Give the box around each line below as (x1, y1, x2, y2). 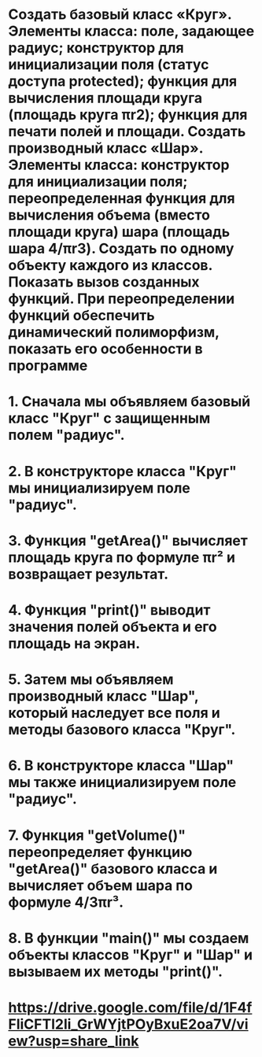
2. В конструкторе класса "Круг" (8, 462, 238, 480)
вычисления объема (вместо (8, 206, 211, 224)
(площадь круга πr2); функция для (8, 106, 248, 124)
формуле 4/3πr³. (8, 893, 124, 911)
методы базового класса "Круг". (8, 721, 236, 739)
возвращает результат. (8, 565, 169, 583)
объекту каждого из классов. (8, 257, 212, 275)
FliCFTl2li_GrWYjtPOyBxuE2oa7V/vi (8, 1015, 249, 1033)
